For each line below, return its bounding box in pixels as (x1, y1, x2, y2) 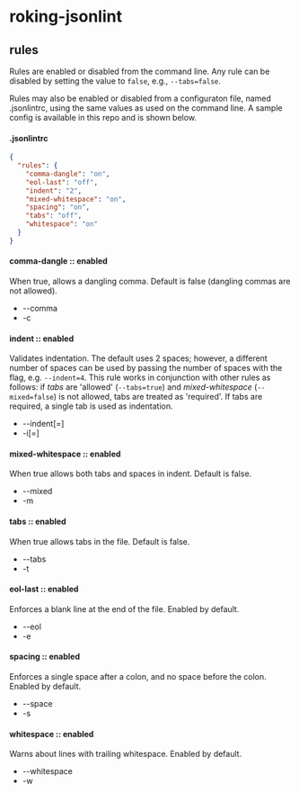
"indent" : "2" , (25, 186, 83, 195)
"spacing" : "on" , (25, 203, 91, 212)
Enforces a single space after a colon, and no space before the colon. (9, 671, 267, 682)
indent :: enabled (9, 333, 75, 344)
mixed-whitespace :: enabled (9, 448, 121, 459)
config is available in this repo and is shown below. (9, 113, 198, 122)
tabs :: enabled (9, 516, 66, 527)
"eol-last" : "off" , (25, 177, 99, 186)
